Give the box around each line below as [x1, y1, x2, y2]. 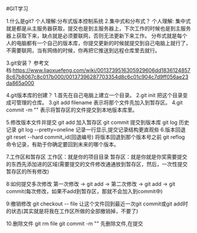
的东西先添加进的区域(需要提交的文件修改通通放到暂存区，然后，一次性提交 [6, 161, 188, 167]
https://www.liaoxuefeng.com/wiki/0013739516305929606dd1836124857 [12, 67, 191, 73]
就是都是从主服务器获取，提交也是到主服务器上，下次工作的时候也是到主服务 [6, 25, 191, 32]
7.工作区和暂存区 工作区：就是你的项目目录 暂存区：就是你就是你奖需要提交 [6, 153, 188, 160]
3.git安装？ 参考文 [6, 59, 49, 66]
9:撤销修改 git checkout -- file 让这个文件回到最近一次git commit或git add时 [6, 200, 188, 207]
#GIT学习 [6, 5, 29, 12]
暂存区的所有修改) [6, 168, 50, 175]
